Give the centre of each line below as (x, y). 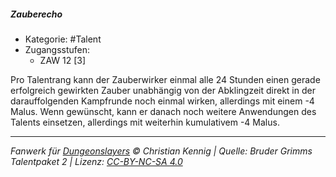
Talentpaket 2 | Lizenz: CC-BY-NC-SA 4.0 (96, 161)
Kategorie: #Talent (63, 39)
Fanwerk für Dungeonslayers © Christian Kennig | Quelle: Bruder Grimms (161, 151)
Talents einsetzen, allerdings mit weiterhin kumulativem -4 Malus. (145, 122)
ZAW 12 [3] (63, 60)
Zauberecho (36, 14)
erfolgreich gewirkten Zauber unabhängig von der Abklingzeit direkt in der (163, 90)
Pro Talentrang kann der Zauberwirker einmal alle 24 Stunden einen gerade (165, 79)
